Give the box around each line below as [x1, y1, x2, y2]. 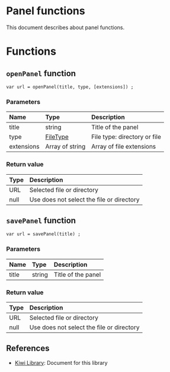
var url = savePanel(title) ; [6, 231, 81, 237]
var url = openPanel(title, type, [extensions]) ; [6, 84, 134, 90]
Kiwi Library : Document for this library [14, 359, 108, 366]
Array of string [45, 143, 86, 151]
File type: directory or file [91, 133, 161, 141]
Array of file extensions [91, 143, 156, 151]
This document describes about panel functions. [6, 24, 125, 31]
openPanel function [6, 68, 76, 78]
